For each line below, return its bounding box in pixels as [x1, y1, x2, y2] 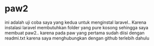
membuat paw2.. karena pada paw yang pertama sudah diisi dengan [4, 30, 145, 36]
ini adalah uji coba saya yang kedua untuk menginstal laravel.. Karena [4, 19, 147, 25]
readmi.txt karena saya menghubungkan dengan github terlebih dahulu [4, 35, 150, 41]
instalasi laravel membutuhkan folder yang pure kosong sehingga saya [4, 24, 149, 30]
